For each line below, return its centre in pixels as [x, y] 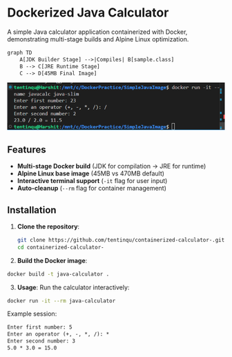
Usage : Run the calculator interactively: [73, 287]
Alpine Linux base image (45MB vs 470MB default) [90, 173]
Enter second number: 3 [41, 341]
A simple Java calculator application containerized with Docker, [97, 32]
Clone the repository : [48, 226]
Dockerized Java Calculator [88, 13]
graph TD [20, 52]
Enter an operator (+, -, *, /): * [58, 334]
